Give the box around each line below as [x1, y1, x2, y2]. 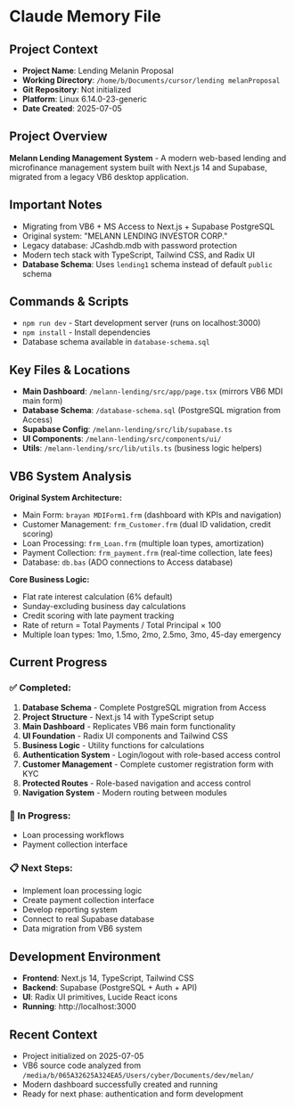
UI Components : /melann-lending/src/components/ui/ [21, 434, 222, 444]
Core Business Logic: [9, 574, 90, 585]
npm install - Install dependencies [21, 327, 152, 338]
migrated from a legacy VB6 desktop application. [9, 171, 189, 182]
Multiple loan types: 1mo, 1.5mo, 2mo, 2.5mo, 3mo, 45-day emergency [21, 630, 282, 640]
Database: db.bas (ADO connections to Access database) [21, 557, 234, 567]
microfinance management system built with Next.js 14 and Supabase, [9, 162, 267, 173]
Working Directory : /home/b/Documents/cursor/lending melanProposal [21, 75, 281, 86]
